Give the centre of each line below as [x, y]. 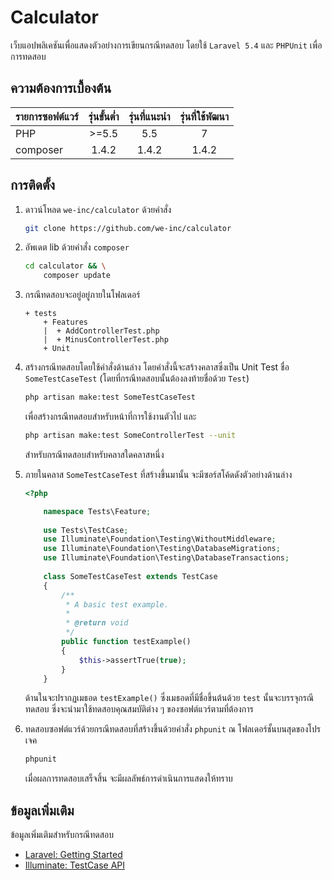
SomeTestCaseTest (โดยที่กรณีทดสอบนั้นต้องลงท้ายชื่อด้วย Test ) [137, 378]
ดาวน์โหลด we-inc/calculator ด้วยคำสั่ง [98, 209]
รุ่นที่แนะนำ [149, 116]
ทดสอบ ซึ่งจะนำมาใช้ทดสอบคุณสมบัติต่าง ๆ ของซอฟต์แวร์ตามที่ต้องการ [139, 709]
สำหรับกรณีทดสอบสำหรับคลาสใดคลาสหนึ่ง [94, 454]
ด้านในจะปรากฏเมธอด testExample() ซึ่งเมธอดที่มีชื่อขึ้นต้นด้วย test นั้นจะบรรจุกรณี [169, 698]
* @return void [97, 623]
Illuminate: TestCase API [74, 865]
